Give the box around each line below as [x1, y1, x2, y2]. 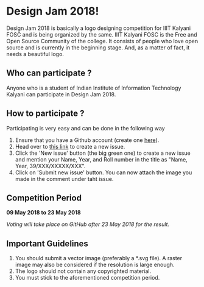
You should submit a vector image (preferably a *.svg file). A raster [15, 255, 183, 262]
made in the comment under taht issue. [15, 175, 114, 182]
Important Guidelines [6, 238, 88, 249]
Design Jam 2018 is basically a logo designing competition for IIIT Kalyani [6, 24, 191, 32]
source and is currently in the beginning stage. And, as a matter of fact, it [6, 44, 190, 51]
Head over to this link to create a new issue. [15, 143, 125, 150]
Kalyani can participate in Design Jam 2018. [6, 90, 116, 98]
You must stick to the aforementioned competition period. [15, 274, 160, 282]
